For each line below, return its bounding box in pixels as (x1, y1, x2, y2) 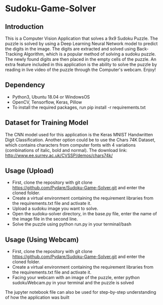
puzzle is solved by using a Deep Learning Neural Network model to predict (5, 41, 158, 47)
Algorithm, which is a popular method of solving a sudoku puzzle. (23, 51, 156, 57)
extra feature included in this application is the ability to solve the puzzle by (5, 62, 158, 67)
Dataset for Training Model (5, 119, 89, 127)
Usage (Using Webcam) (5, 235, 79, 244)
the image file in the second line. (12, 216, 78, 222)
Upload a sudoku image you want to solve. (12, 205, 98, 211)
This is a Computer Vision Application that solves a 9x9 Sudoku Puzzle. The (5, 35, 158, 41)
